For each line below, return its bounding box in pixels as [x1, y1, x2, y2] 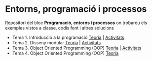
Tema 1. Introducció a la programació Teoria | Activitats [12, 34, 124, 40]
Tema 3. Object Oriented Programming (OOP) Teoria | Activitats [12, 45, 142, 51]
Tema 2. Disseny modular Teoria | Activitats [12, 39, 101, 45]
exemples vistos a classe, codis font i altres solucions [5, 25, 114, 30]
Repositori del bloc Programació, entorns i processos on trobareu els [5, 20, 147, 26]
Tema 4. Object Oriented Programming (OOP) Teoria [12, 50, 119, 56]
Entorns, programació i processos [5, 3, 147, 15]
